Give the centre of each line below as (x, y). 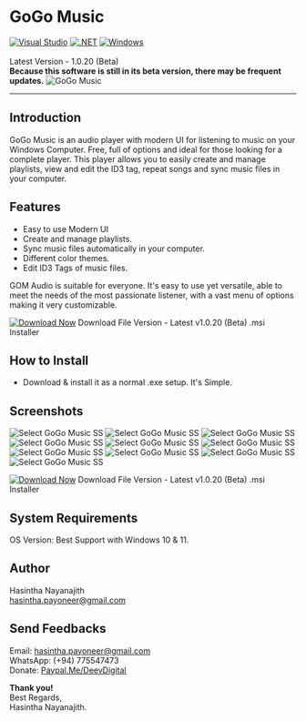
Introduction (46, 118)
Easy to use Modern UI (66, 228)
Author (30, 569)
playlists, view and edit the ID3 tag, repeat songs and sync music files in (145, 168)
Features (35, 207)
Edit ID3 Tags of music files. (75, 268)
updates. (27, 80)
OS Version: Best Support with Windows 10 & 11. (99, 540)
